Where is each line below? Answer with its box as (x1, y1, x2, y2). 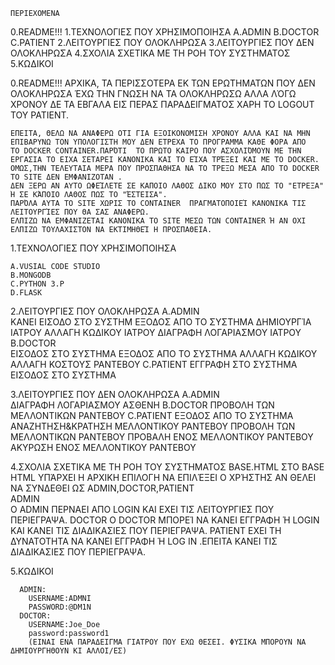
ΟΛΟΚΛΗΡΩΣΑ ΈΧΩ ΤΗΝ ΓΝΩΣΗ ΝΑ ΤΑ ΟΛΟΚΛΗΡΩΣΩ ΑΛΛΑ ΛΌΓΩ (10, 88, 297, 99)
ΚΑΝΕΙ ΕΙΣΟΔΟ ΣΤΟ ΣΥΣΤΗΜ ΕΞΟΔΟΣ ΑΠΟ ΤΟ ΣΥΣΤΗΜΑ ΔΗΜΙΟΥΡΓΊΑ (10, 316, 312, 328)
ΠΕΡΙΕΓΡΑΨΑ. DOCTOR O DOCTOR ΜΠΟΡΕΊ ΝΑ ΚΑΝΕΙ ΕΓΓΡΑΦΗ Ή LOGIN (10, 514, 320, 526)
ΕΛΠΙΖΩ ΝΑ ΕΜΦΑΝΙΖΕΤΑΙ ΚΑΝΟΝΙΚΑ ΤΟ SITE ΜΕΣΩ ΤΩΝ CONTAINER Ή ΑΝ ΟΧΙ (10, 216, 307, 226)
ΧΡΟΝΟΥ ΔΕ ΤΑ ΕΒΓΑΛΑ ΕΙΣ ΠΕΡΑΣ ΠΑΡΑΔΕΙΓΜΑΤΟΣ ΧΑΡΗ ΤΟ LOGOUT (10, 99, 315, 110)
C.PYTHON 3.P (10, 279, 65, 289)
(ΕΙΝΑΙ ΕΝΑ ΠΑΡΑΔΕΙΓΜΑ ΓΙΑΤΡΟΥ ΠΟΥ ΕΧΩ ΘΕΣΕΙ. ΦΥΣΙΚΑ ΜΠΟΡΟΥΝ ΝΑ (28, 637, 307, 647)
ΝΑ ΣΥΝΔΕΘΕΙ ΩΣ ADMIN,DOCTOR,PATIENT (10, 482, 195, 494)
